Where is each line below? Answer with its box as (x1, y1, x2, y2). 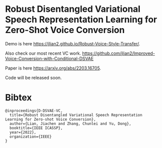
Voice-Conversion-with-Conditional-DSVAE (5, 55, 94, 61)
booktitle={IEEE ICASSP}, (9, 125, 63, 130)
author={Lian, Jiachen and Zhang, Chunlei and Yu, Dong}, (9, 121, 132, 126)
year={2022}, (9, 130, 37, 135)
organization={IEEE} (9, 134, 52, 139)
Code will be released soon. (5, 74, 62, 80)
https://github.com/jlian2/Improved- (82, 50, 155, 56)
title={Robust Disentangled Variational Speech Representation (9, 112, 142, 117)
